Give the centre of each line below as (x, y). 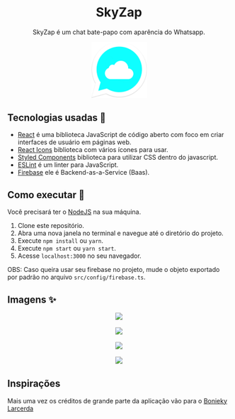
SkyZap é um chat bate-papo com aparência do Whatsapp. (119, 32)
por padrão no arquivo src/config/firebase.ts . (76, 277)
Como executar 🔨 (46, 195)
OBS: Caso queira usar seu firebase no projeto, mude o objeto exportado (114, 270)
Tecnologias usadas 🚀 (57, 118)
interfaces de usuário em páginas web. (74, 142)
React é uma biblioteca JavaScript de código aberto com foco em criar (121, 135)
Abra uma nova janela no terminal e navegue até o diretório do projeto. (121, 233)
